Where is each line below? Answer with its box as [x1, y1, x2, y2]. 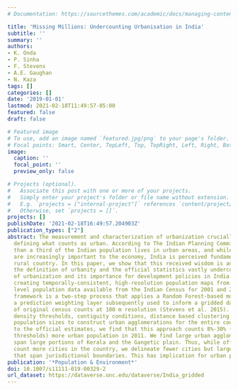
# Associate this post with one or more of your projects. [7, 187, 192, 194]
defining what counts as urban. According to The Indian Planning [13, 240, 214, 247]
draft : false [7, 116, 46, 123]
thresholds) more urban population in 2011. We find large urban [13, 333, 211, 340]
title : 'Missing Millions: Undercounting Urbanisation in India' [7, 23, 204, 30]
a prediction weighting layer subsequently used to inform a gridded [13, 299, 223, 306]
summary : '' [7, 36, 42, 43]
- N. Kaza [7, 76, 37, 83]
